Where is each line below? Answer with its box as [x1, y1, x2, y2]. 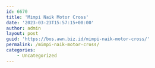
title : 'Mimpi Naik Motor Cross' [6, 14, 89, 20]
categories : [6, 47, 36, 53]
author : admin [6, 25, 42, 31]
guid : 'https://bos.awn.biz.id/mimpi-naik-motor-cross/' [6, 36, 150, 42]
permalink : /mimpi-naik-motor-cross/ [6, 42, 100, 48]
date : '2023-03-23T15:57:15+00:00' [6, 20, 94, 25]
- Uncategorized [17, 53, 58, 59]
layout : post [6, 31, 39, 37]
